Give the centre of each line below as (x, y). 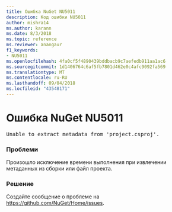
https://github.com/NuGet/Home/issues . (55, 203)
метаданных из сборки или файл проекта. (59, 169)
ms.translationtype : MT (36, 72)
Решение (20, 184)
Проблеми (22, 149)
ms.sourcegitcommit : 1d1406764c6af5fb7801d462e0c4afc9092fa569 (86, 67)
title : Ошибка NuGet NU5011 (41, 12)
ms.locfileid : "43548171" (38, 89)
